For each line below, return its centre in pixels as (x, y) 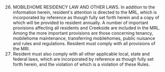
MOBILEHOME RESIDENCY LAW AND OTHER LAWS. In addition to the (84, 7)
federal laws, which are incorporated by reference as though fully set (83, 59)
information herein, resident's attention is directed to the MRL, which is (85, 12)
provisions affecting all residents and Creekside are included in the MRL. (86, 28)
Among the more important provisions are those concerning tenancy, (83, 33)
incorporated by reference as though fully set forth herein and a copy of (86, 17)
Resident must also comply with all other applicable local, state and (81, 54)
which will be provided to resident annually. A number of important (81, 23)
